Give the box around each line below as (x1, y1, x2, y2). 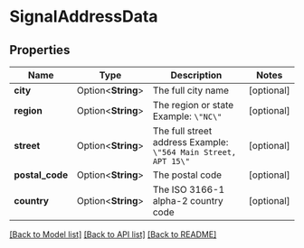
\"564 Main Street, (152, 147, 237, 157)
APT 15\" (152, 156, 190, 166)
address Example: (152, 136, 229, 148)
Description (170, 69, 223, 81)
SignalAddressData (9, 6, 158, 27)
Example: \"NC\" (152, 110, 223, 123)
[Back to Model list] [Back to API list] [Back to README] (9, 229, 217, 240)
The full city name (152, 84, 229, 96)
